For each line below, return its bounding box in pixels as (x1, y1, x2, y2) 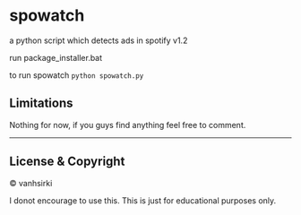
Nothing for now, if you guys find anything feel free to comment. (9, 119, 246, 130)
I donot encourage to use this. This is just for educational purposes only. (9, 194, 277, 206)
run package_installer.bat (9, 52, 103, 63)
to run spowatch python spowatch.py (9, 69, 144, 81)
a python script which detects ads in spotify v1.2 (9, 35, 188, 46)
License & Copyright (9, 154, 125, 169)
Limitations (9, 96, 73, 111)
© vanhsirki (9, 177, 53, 188)
